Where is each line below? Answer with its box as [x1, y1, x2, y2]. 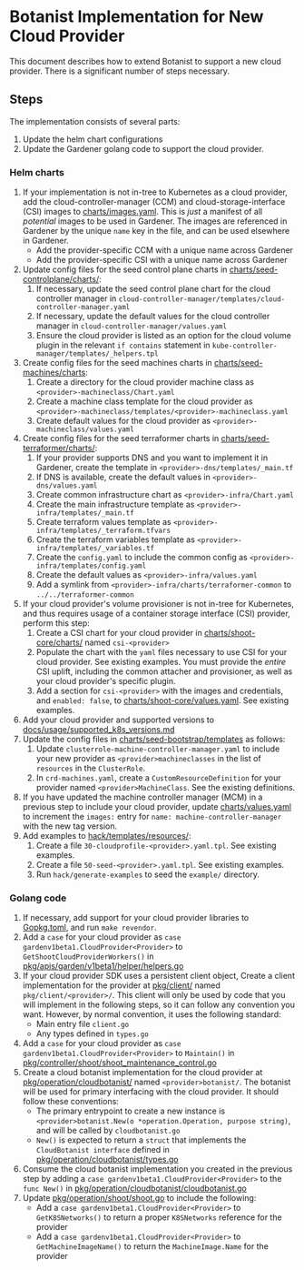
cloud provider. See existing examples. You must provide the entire [35, 657, 287, 668]
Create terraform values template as [35, 517, 172, 528]
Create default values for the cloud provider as [35, 416, 211, 427]
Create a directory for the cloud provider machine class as [35, 377, 254, 388]
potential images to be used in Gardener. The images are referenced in [22, 216, 288, 227]
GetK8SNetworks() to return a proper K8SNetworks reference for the [35, 1212, 283, 1223]
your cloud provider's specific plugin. [35, 676, 176, 687]
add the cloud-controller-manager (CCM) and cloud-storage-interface [22, 197, 286, 207]
